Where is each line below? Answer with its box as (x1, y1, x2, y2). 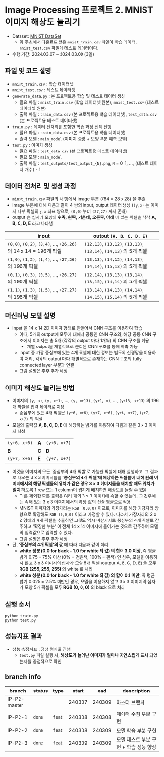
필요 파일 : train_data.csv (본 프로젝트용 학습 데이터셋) (19, 130, 126, 135)
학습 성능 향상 (126, 743, 157, 750)
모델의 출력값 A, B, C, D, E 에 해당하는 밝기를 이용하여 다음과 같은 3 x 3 (12, 422, 148, 428)
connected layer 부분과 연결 (19, 362, 75, 368)
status (33, 687, 48, 694)
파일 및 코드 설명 (5, 67, 51, 75)
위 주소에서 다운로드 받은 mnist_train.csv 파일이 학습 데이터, (19, 39, 137, 44)
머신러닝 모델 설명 (5, 311, 56, 320)
